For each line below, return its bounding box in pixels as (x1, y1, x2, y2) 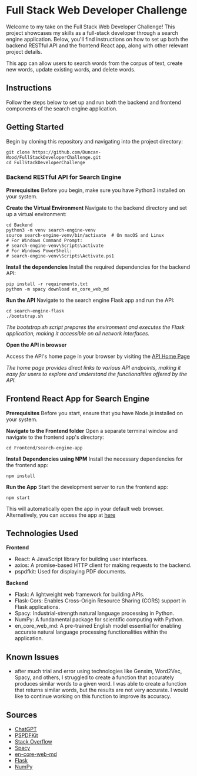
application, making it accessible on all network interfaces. (6, 330, 150, 337)
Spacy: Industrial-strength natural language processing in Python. (14, 609, 175, 617)
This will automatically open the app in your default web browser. (6, 505, 164, 512)
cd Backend (6, 222, 33, 228)
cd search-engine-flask (6, 308, 65, 314)
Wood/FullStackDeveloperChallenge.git (6, 154, 101, 160)
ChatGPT (14, 726, 37, 733)
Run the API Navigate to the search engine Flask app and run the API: (6, 296, 175, 304)
